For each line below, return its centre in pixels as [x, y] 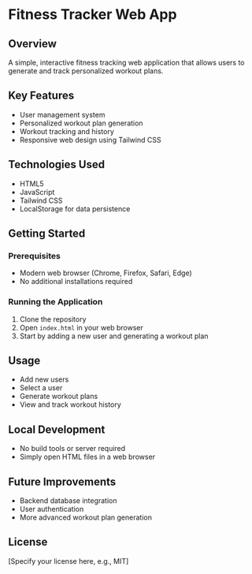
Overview [33, 44]
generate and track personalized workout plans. [86, 71]
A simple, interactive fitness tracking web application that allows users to [126, 62]
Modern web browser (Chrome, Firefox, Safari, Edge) [106, 273]
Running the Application [56, 302]
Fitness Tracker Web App [93, 15]
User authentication [52, 509]
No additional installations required [76, 281]
